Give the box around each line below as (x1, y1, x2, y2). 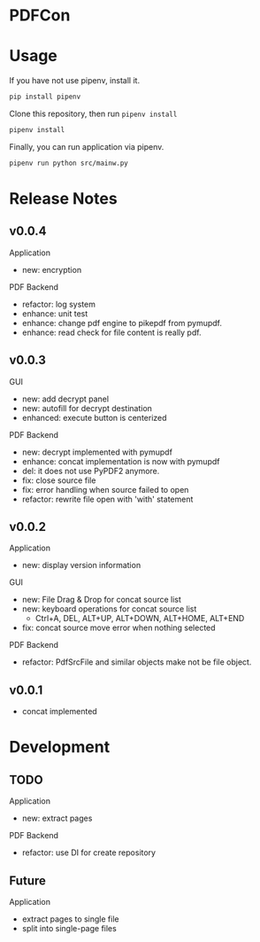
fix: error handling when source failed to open (21, 484, 189, 494)
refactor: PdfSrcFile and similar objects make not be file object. (21, 657, 252, 667)
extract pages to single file (21, 914, 119, 924)
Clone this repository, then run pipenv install (9, 108, 178, 119)
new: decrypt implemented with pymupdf (21, 447, 172, 457)
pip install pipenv (9, 92, 81, 102)
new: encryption (21, 264, 82, 275)
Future (9, 873, 47, 888)
